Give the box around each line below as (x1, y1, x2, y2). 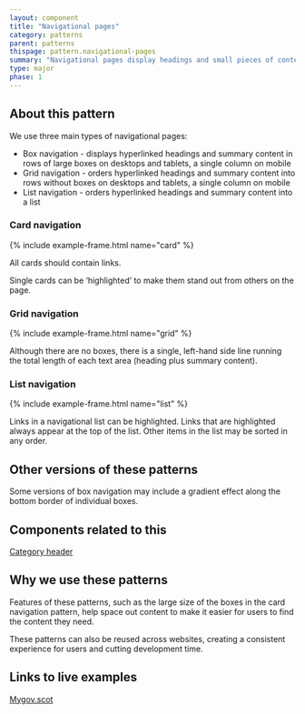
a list (22, 196, 41, 207)
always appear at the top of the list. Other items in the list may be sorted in (9, 426, 289, 437)
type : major (9, 65, 54, 74)
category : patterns (9, 30, 84, 39)
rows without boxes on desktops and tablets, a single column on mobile (22, 176, 290, 187)
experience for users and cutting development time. (9, 643, 203, 654)
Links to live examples (9, 669, 138, 685)
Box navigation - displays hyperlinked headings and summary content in (22, 147, 293, 159)
